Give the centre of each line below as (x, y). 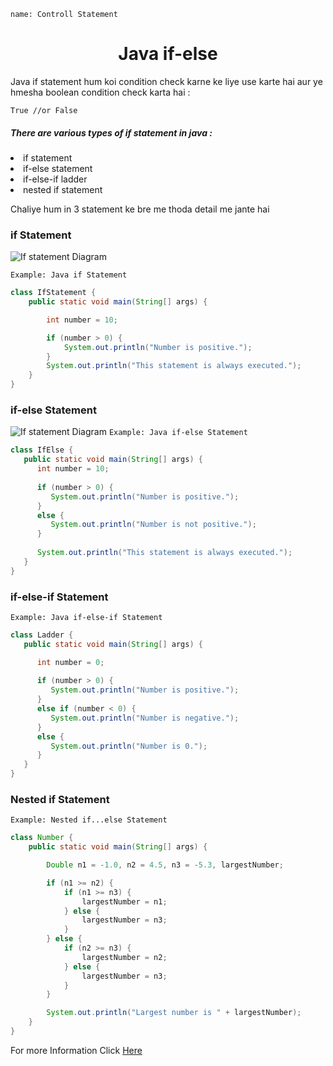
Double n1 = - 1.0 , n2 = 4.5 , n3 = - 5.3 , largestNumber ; (165, 865)
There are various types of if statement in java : (111, 132)
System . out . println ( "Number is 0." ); (129, 746)
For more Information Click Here (76, 1050)
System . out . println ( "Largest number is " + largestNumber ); (174, 1013)
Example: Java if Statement (69, 275)
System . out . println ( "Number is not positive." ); (153, 525)
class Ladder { (42, 635)
